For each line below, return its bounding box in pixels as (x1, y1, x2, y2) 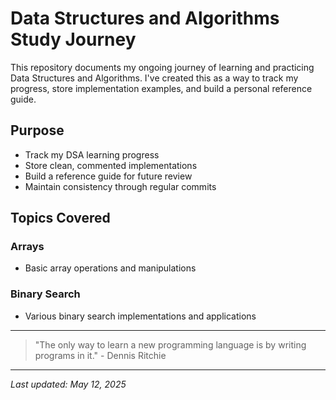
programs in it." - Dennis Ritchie (34, 349, 167, 361)
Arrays (10, 240, 45, 254)
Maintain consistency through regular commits (24, 180, 217, 192)
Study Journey (10, 28, 137, 51)
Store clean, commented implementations (24, 159, 198, 171)
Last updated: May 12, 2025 (10, 378, 127, 390)
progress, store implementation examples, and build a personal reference (10, 82, 313, 94)
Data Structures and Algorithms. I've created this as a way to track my (10, 72, 299, 84)
